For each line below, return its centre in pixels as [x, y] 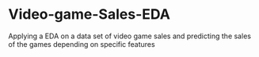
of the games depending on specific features [82, 44]
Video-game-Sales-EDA [89, 14]
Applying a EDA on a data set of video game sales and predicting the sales [130, 36]
